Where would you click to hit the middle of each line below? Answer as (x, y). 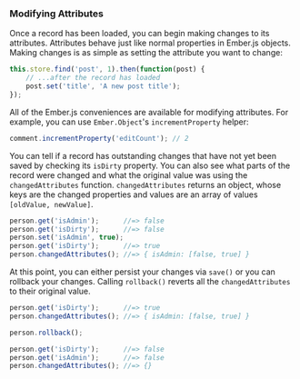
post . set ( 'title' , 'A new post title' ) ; (103, 86)
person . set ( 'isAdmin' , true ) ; (67, 238)
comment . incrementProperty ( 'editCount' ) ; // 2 (99, 138)
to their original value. (50, 291)
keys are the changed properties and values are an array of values (134, 194)
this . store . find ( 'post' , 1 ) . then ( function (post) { (107, 70)
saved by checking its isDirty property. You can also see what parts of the (150, 165)
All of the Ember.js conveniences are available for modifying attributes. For (149, 112)
